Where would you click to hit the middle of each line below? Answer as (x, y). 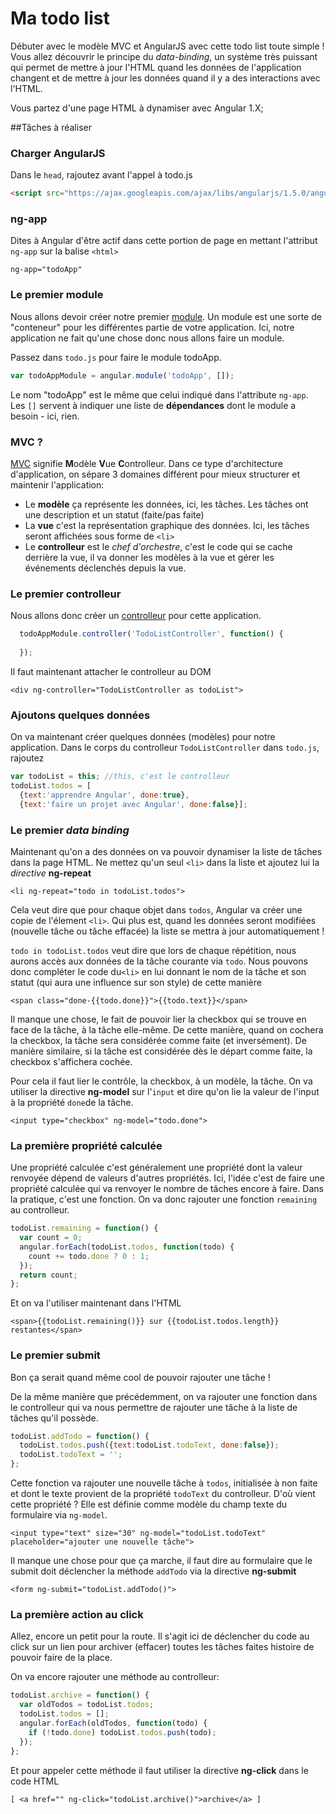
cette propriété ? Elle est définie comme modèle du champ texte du (149, 1504)
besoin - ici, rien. (45, 416)
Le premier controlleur (66, 594)
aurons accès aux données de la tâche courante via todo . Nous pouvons (159, 961)
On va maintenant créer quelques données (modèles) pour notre (143, 737)
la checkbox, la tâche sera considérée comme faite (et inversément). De (158, 1040)
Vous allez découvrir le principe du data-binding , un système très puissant (164, 56)
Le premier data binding (70, 830)
